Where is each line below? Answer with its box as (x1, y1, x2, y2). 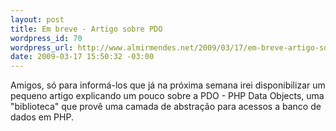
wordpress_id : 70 (10, 33, 83, 43)
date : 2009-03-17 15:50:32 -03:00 (10, 52, 155, 62)
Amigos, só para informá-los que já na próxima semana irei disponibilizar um (10, 79, 326, 91)
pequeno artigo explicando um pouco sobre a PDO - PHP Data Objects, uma (10, 90, 325, 102)
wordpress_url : (10, 42, 74, 53)
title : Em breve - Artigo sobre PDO (10, 24, 163, 34)
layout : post (10, 14, 65, 25)
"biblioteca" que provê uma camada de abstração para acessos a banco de (10, 101, 322, 113)
